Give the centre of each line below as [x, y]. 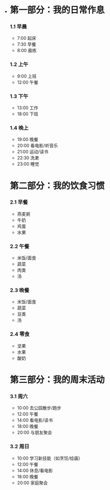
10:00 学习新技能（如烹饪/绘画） [50, 458]
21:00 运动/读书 [33, 152]
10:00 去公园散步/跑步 [39, 408]
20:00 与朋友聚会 [35, 433]
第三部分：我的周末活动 [57, 380]
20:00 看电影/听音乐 [37, 146]
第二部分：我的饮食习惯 [57, 186]
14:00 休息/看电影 [35, 470]
